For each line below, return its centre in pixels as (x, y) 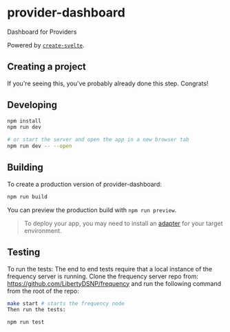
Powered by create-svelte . (46, 45)
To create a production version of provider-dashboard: (84, 184)
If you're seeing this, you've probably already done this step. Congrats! (108, 83)
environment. (43, 230)
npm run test (26, 322)
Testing (24, 252)
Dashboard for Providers (42, 32)
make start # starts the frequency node (66, 303)
